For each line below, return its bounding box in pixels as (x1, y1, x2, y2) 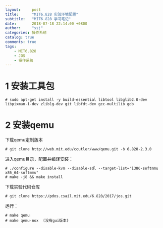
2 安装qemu (5, 120, 54, 131)
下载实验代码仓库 (5, 184, 40, 190)
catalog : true (5, 35, 35, 40)
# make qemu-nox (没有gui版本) (5, 218, 69, 223)
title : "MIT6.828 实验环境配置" (5, 12, 79, 17)
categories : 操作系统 (5, 30, 47, 35)
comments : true (5, 40, 37, 45)
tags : (5, 44, 16, 49)
